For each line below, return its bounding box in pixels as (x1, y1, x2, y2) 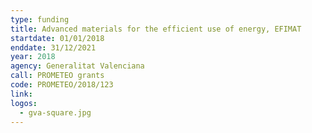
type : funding (10, 14, 70, 25)
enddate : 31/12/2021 (10, 42, 97, 53)
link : (10, 89, 33, 99)
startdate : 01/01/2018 (10, 33, 105, 43)
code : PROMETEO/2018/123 (10, 80, 114, 90)
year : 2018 (10, 52, 56, 62)
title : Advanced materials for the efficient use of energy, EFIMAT (10, 24, 302, 34)
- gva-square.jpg (19, 107, 92, 118)
